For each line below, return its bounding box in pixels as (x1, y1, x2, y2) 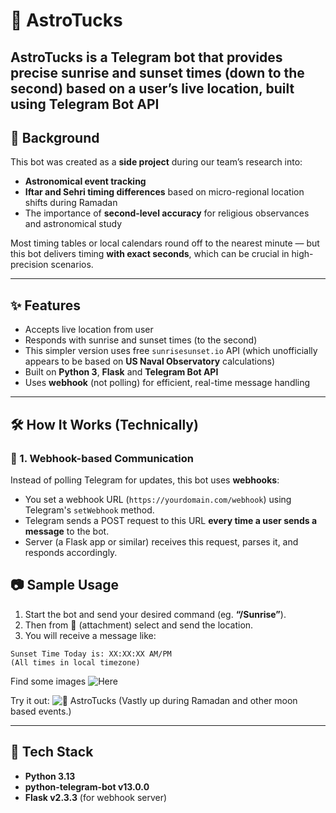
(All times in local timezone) (10, 657, 141, 668)
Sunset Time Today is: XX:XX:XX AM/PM (10, 649, 172, 659)
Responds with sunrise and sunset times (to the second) (24, 334, 258, 346)
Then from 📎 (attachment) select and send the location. (24, 619, 254, 631)
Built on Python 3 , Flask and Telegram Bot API (24, 366, 219, 378)
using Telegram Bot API (10, 95, 160, 113)
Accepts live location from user (24, 324, 154, 336)
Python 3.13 (24, 770, 76, 782)
